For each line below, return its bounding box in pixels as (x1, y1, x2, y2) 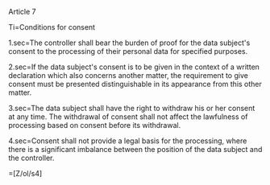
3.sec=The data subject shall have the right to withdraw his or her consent (8, 104, 255, 113)
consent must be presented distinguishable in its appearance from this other (8, 80, 262, 88)
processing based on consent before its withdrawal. (8, 121, 181, 129)
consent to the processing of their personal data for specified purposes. (8, 47, 248, 55)
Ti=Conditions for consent (8, 23, 95, 31)
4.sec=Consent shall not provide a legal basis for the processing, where (8, 136, 247, 146)
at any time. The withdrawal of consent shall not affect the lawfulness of (8, 112, 248, 121)
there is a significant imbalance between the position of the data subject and (8, 145, 263, 154)
